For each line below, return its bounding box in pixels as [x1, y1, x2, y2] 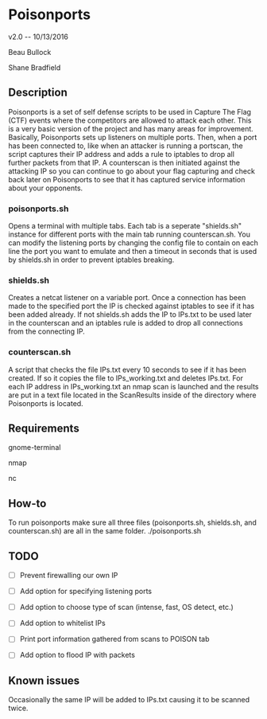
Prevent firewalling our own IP [19, 571, 118, 580]
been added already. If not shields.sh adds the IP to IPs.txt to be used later [8, 310, 253, 319]
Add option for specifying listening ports [19, 587, 153, 596]
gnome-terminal [8, 443, 61, 452]
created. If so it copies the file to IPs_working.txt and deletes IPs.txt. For [8, 373, 244, 383]
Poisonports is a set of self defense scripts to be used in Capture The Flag [8, 107, 252, 116]
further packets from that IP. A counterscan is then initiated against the [8, 158, 241, 167]
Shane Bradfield [8, 62, 61, 72]
